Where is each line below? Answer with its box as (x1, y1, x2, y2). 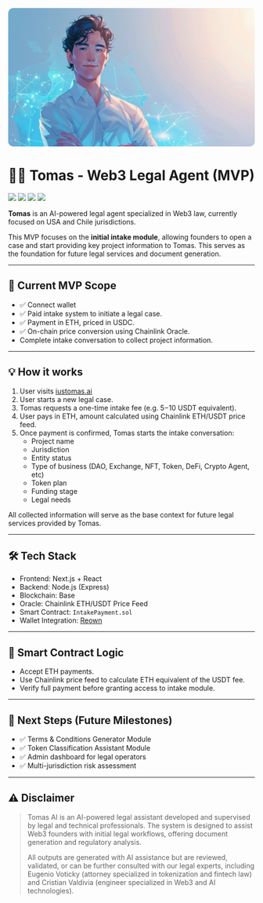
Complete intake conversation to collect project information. (19, 335, 214, 345)
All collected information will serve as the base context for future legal (8, 510, 234, 519)
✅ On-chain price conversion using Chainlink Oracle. (19, 326, 190, 336)
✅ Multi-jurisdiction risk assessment (19, 761, 137, 770)
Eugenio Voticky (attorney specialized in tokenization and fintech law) (27, 869, 253, 879)
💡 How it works (8, 365, 84, 379)
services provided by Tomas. (8, 518, 102, 528)
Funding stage (31, 486, 78, 495)
